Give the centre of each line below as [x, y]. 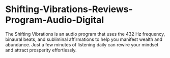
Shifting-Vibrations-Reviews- [69, 9]
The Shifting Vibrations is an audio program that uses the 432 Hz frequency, [85, 34]
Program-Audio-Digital [55, 20]
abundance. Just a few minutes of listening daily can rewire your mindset [82, 44]
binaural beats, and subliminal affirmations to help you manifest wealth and [84, 39]
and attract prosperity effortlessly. [41, 50]
